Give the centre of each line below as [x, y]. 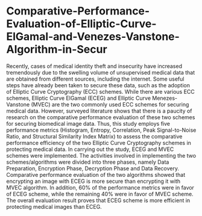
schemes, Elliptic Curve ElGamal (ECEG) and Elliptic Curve [79, 98]
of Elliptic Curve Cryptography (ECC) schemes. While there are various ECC [100, 91]
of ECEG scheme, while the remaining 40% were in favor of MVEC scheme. [100, 194]
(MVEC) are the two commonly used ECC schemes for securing [110, 104]
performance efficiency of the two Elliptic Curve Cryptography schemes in [99, 143]
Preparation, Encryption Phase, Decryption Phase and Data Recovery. [93, 168]
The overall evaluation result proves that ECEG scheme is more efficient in [98, 200]
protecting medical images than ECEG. [54, 206]
